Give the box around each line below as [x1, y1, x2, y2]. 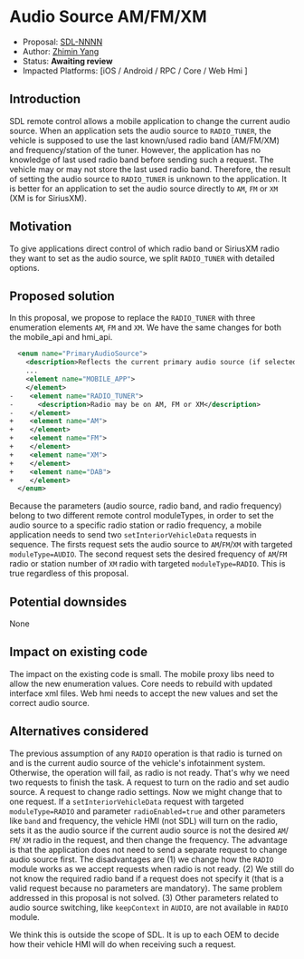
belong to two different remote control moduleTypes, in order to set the [9, 510, 274, 521]
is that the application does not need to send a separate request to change [9, 844, 288, 855]
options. [9, 262, 41, 273]
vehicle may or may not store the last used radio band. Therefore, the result [9, 163, 291, 174]
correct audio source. [9, 697, 90, 708]
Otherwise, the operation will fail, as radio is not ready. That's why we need [9, 767, 290, 778]
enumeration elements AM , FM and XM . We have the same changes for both [9, 322, 282, 333]
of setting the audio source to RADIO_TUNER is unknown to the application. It [9, 173, 288, 184]
